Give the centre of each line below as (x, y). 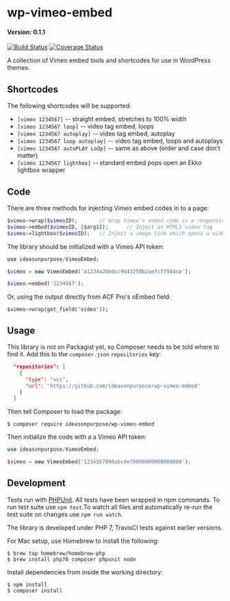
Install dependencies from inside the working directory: (85, 572)
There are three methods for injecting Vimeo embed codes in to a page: (108, 208)
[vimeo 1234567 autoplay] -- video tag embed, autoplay (96, 134)
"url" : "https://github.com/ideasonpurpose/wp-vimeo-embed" (113, 386)
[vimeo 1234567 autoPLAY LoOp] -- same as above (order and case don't (118, 148)
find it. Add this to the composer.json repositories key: (84, 354)
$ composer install (35, 591)
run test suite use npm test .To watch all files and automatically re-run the (110, 507)
